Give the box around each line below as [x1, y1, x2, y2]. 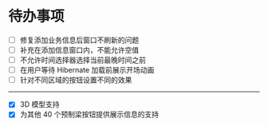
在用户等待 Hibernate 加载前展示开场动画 [19, 65, 155, 75]
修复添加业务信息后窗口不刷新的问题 [19, 35, 140, 45]
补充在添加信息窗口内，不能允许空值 [19, 45, 140, 54]
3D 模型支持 [19, 100, 60, 109]
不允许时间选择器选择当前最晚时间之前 [19, 55, 146, 65]
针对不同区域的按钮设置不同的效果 [19, 75, 132, 85]
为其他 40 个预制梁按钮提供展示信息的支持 [19, 109, 160, 120]
